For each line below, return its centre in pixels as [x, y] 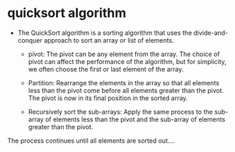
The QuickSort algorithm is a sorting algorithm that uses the [105, 33]
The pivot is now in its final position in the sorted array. [108, 98]
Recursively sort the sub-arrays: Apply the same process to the [121, 112]
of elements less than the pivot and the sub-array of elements [135, 119]
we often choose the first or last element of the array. [106, 69]
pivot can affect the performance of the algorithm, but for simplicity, [127, 61]
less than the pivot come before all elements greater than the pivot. [126, 90]
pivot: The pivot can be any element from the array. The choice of [124, 54]
